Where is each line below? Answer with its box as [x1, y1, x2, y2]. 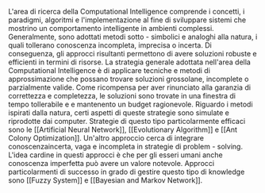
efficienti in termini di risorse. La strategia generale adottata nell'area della [8, 57, 252, 67]
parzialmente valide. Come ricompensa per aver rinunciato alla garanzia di [8, 83, 252, 92]
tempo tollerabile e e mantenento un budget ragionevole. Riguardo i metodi [8, 99, 253, 109]
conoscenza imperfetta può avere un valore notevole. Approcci [8, 159, 215, 168]
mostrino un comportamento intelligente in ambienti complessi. [8, 24, 214, 33]
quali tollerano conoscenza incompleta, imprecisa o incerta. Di [8, 41, 212, 50]
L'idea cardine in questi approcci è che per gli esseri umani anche [8, 150, 224, 160]
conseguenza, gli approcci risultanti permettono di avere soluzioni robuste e [8, 49, 257, 58]
